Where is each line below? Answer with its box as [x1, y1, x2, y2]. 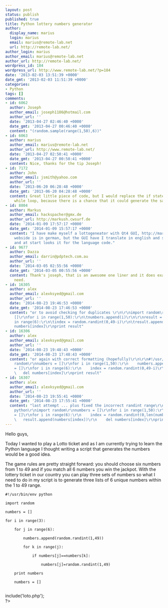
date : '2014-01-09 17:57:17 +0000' [9, 221, 84, 227]
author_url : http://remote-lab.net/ [5, 59, 81, 64]
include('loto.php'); [5, 592, 44, 598]
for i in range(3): [5, 518, 46, 523]
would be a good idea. [5, 451, 51, 457]
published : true [5, 17, 39, 22]
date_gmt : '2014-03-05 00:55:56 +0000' [9, 268, 93, 273]
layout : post [5, 7, 32, 13]
